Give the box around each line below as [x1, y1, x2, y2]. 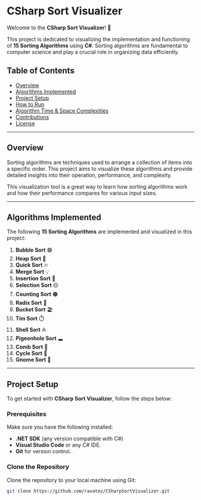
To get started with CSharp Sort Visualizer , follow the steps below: [7, 395, 172, 402]
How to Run [15, 101, 45, 108]
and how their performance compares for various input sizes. [7, 189, 157, 196]
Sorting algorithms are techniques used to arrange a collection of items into [7, 159, 193, 166]
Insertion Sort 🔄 [15, 275, 56, 282]
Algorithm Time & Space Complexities [15, 107, 109, 114]
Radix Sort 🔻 [15, 299, 47, 307]
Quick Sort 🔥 [15, 262, 48, 269]
